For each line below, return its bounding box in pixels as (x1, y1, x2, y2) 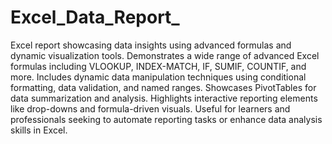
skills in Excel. (10, 124, 68, 136)
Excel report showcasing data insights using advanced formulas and (10, 39, 292, 51)
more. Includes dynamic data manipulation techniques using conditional (10, 71, 307, 83)
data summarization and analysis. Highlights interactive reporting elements (10, 92, 318, 104)
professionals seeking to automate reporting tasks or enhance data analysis (10, 113, 323, 125)
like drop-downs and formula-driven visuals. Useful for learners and (10, 102, 291, 115)
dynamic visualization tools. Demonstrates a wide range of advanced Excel (10, 49, 320, 61)
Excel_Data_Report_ (10, 6, 180, 29)
